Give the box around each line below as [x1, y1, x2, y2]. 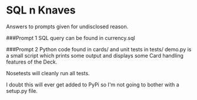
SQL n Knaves [6, 4, 76, 17]
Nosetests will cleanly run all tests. [6, 69, 90, 76]
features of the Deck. [6, 58, 58, 65]
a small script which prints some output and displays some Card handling [6, 52, 184, 59]
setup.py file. [6, 87, 38, 94]
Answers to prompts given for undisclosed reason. [6, 23, 129, 30]
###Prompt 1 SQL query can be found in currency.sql [6, 34, 135, 41]
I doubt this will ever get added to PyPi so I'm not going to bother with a [6, 81, 179, 88]
